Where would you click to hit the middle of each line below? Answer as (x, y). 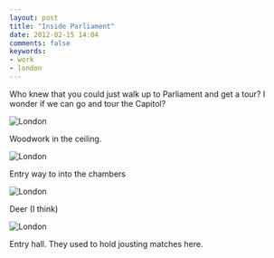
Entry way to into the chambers (68, 174)
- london (26, 69)
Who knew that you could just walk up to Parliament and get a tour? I (137, 94)
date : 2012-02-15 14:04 (54, 34)
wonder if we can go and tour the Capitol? (88, 103)
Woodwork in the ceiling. (56, 139)
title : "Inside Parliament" (62, 26)
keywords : (28, 52)
